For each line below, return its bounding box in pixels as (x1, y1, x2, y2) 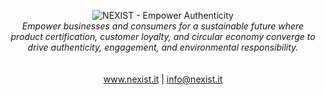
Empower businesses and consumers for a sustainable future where (21, 20, 305, 32)
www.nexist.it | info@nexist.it (103, 73, 223, 85)
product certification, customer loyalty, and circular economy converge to (10, 31, 316, 42)
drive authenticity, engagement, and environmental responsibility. (27, 41, 299, 53)
